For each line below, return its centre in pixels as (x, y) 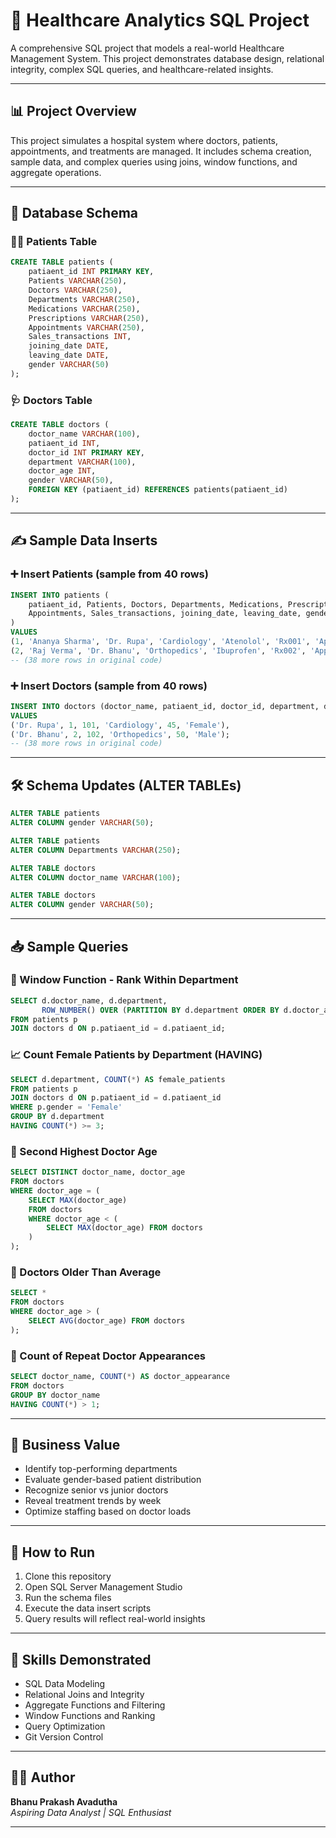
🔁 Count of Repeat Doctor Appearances (108, 1356)
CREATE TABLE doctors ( (60, 425)
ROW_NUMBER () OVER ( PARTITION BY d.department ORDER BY (160, 1010)
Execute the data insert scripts (88, 1608)
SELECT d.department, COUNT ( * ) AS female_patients (118, 1079)
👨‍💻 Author (43, 1777)
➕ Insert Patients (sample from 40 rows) (109, 574)
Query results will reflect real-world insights (115, 1619)
